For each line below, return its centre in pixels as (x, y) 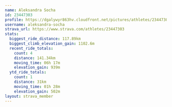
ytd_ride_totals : (28, 73)
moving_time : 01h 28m (37, 86)
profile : (14, 20)
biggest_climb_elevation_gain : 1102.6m (52, 44)
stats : (12, 34)
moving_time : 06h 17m (37, 63)
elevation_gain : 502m (37, 91)
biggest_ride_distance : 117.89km (45, 39)
